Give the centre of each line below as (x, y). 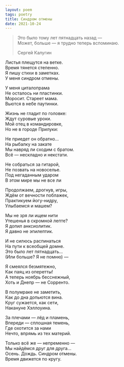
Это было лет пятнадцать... (34, 251)
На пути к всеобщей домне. (35, 246)
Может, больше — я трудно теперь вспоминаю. (68, 43)
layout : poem (19, 10)
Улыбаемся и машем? (29, 206)
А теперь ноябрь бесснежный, (38, 277)
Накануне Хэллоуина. (28, 308)
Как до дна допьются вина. (34, 297)
